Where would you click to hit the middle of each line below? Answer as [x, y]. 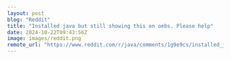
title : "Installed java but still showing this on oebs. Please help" [110, 26]
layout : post [26, 13]
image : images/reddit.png [44, 39]
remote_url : [24, 45]
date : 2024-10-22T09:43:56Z [47, 32]
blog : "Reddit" [29, 20]
